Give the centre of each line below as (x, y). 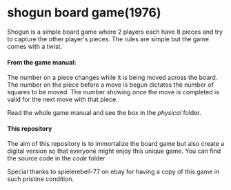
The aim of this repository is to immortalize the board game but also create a (116, 144)
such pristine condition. (41, 179)
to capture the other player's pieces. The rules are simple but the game (108, 39)
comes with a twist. (35, 46)
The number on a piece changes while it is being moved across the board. (112, 78)
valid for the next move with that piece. (63, 99)
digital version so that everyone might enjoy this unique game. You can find (114, 151)
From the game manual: (42, 62)
